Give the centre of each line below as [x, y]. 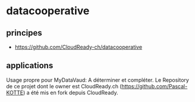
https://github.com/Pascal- [155, 86]
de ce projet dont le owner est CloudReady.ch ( [64, 86]
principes [24, 33]
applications [30, 66]
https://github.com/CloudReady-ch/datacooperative [78, 47]
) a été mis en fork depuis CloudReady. [70, 93]
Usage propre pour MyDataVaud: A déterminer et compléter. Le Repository [97, 80]
